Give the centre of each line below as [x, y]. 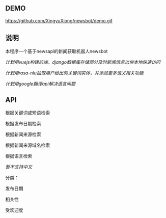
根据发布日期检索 [23, 124]
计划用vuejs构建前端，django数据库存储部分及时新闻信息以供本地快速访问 [83, 62]
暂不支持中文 [19, 167]
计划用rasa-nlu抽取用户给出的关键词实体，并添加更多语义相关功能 [75, 73]
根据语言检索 [19, 156]
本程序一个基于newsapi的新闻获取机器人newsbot [57, 51]
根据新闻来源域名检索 [27, 145]
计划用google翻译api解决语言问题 [40, 84]
